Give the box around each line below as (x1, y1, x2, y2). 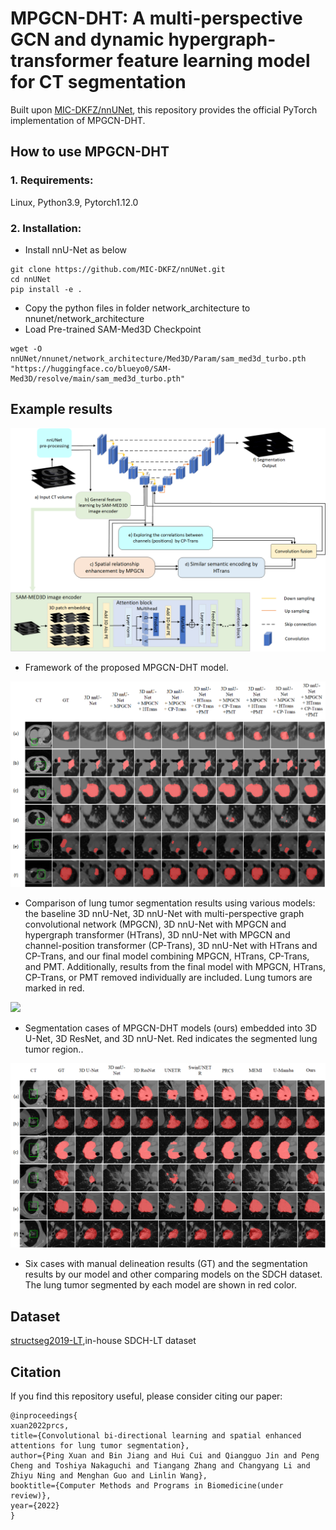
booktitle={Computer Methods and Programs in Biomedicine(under (10, 1481, 284, 1491)
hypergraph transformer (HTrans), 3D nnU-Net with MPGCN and (24, 928, 291, 941)
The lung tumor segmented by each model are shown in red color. (24, 1279, 297, 1291)
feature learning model (116, 50, 311, 72)
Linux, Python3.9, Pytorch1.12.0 (10, 196, 139, 208)
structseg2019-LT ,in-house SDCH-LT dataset (10, 1335, 197, 1347)
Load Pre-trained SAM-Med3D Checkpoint (24, 323, 202, 335)
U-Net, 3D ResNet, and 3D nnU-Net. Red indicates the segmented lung (24, 1032, 318, 1044)
